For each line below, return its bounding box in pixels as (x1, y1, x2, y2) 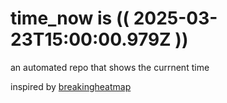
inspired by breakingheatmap (10, 80, 132, 92)
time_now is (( (10, 7, 130, 30)
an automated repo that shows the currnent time (10, 61, 210, 73)
